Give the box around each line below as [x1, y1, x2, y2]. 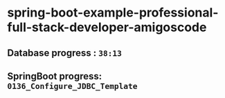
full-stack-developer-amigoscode [7, 19, 207, 35]
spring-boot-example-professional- [7, 5, 219, 21]
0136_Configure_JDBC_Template [7, 81, 138, 91]
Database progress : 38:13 [7, 47, 123, 59]
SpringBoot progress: [7, 70, 102, 82]
